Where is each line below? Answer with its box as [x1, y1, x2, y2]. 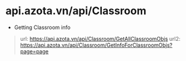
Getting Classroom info [14, 24, 70, 31]
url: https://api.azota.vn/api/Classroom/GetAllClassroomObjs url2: [20, 35, 181, 42]
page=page [20, 47, 49, 54]
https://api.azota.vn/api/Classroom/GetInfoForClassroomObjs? [20, 41, 173, 49]
